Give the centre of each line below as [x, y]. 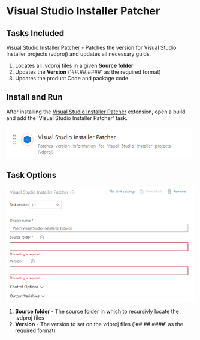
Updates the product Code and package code [72, 78]
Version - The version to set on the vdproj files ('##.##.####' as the [99, 324]
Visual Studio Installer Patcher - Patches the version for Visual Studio [91, 47]
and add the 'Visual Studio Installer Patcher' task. [67, 118]
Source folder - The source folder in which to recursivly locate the [97, 311]
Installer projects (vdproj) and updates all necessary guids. [79, 54]
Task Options [31, 175]
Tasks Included [35, 33]
